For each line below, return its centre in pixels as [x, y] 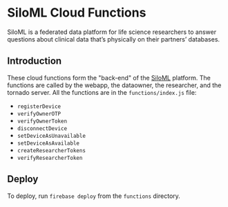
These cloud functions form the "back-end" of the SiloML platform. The [109, 78]
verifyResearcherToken [50, 158]
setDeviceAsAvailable [48, 143]
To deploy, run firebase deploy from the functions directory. [94, 196]
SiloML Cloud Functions [77, 13]
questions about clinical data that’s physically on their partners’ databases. [113, 39]
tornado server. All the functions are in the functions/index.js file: [102, 92]
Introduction [35, 61]
